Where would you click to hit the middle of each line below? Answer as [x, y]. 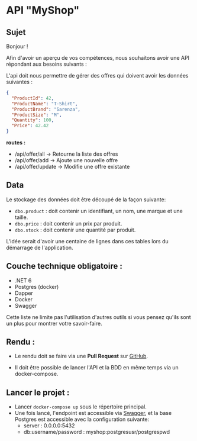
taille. [21, 217]
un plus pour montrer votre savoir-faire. [54, 323]
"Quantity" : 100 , [33, 120]
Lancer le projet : [38, 392]
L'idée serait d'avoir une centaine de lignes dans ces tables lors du [87, 241]
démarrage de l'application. [40, 247]
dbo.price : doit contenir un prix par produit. [68, 223]
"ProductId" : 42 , [33, 98]
